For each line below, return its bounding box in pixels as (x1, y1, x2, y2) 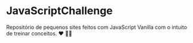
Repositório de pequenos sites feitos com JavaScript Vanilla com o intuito (6, 24, 187, 31)
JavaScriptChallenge (6, 4, 113, 18)
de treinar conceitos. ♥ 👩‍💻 (6, 29, 73, 37)
